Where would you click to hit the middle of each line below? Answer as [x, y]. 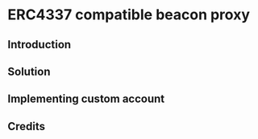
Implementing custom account [86, 99]
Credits [27, 126]
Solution [29, 71]
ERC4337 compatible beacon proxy [129, 15]
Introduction [40, 45]
